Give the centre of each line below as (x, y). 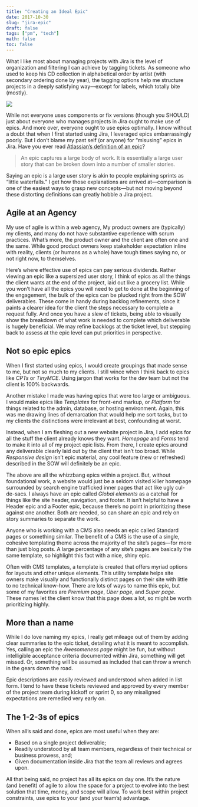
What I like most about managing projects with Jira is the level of (85, 61)
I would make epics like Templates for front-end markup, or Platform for (93, 402)
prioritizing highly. (28, 604)
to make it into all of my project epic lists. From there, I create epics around (97, 444)
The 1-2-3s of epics (43, 717)
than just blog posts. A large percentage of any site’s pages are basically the (99, 549)
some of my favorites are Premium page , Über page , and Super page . (91, 592)
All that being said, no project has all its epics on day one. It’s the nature (93, 779)
